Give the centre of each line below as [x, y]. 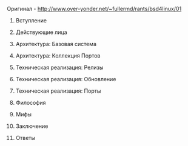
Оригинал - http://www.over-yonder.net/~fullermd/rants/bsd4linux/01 [94, 9]
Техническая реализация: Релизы [59, 67]
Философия [31, 103]
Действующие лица [41, 32]
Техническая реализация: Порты [58, 91]
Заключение [32, 126]
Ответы [25, 138]
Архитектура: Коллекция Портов [58, 56]
